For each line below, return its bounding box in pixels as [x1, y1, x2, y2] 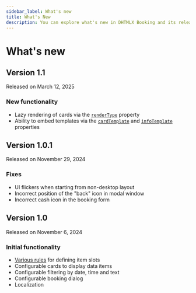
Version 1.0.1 [6, 141, 53, 151]
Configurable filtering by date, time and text [14, 268, 120, 275]
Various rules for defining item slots [14, 256, 100, 263]
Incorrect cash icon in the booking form [14, 196, 110, 203]
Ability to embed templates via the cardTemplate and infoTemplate [14, 117, 173, 124]
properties [14, 123, 40, 130]
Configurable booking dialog [14, 275, 83, 282]
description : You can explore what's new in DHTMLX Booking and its [6, 19, 176, 25]
